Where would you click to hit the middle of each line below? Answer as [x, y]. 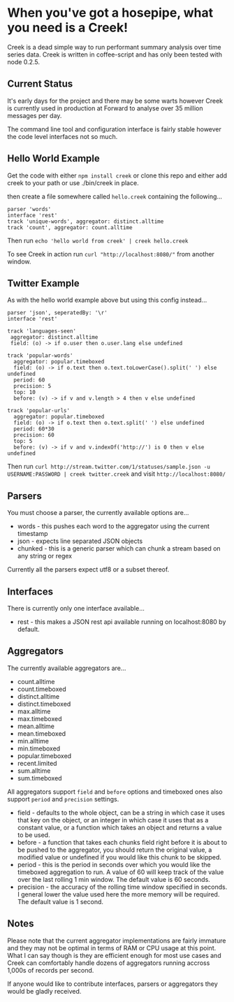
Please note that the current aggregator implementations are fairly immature [117, 941]
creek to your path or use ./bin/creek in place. [73, 182]
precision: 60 [34, 435]
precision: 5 [32, 386]
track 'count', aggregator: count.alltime [70, 227]
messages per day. [35, 115]
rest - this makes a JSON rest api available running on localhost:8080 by [122, 622]
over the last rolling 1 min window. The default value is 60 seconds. [114, 879]
